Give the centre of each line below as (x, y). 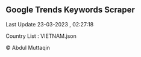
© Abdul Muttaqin (28, 47)
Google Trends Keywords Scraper (70, 10)
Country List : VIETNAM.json (41, 36)
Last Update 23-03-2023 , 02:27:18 (50, 24)
